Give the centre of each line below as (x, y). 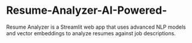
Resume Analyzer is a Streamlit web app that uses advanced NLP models (96, 27)
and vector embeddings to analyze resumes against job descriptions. (91, 33)
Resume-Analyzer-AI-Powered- (87, 10)
